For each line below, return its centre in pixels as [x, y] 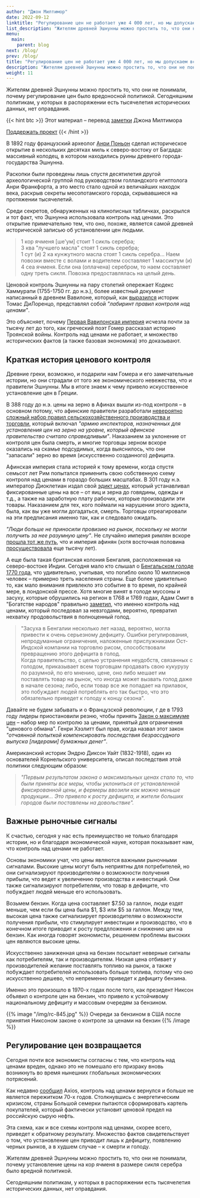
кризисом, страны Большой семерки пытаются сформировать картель [97, 1103]
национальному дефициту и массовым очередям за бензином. [87, 1002]
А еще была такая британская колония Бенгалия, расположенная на [93, 560]
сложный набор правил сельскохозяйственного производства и [88, 417]
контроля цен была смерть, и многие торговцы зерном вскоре [86, 443]
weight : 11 [20, 73]
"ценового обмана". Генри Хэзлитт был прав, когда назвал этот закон [95, 729]
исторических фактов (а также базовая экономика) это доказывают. [94, 341]
